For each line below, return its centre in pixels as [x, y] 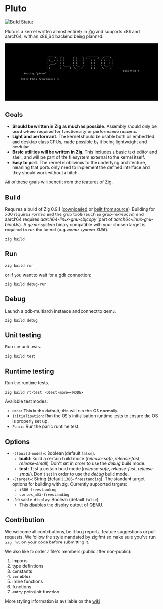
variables [21, 576]
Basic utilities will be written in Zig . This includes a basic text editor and [84, 152]
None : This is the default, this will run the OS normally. [65, 411]
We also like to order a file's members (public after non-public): [68, 551]
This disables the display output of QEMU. [61, 505]
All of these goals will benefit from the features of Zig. [59, 182]
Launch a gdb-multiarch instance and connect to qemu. [61, 311]
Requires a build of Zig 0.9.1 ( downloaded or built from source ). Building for [80, 209]
